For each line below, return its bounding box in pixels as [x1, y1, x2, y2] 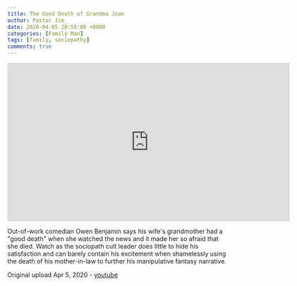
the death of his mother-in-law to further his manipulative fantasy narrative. [7, 257, 227, 265]
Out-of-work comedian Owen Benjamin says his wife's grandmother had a [7, 227, 224, 235]
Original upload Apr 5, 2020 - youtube [7, 271, 119, 279]
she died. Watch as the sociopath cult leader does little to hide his [7, 242, 199, 250]
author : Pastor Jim [7, 17, 65, 24]
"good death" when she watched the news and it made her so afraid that [7, 235, 219, 243]
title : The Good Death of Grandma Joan [7, 10, 125, 18]
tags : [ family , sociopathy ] [7, 37, 90, 44]
